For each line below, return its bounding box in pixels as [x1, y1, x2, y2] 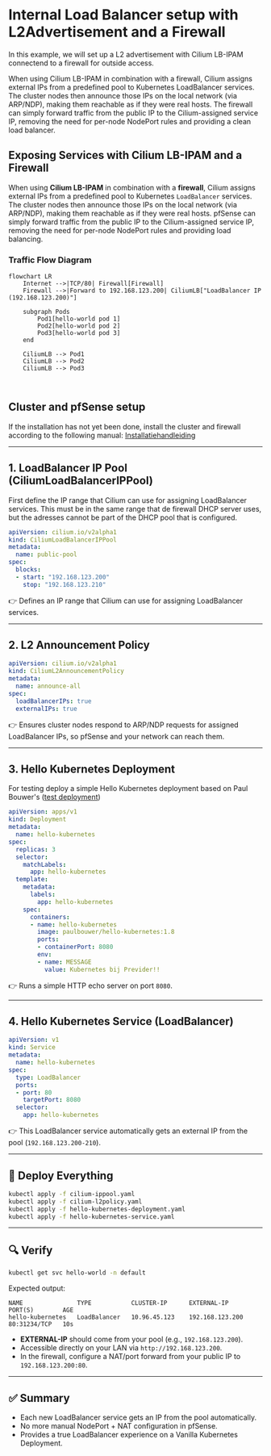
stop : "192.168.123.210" [23, 580, 106, 588]
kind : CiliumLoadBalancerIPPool [8, 535, 117, 544]
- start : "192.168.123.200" [15, 573, 110, 581]
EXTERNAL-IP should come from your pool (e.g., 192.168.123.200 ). [19, 1334, 244, 1345]
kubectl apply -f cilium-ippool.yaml [8, 1190, 135, 1198]
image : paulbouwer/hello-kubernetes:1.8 [37, 928, 175, 936]
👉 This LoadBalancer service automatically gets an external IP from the [8, 1126, 248, 1136]
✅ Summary [8, 1391, 70, 1405]
